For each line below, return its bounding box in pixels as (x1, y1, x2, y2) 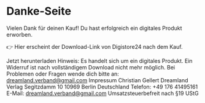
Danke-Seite (6, 4, 72, 18)
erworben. (6, 30, 33, 38)
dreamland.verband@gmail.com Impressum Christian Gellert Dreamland (6, 76, 188, 83)
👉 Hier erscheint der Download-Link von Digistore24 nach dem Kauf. (6, 43, 183, 50)
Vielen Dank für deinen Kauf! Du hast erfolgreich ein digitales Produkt (6, 24, 182, 32)
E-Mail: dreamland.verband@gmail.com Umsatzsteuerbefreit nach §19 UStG (6, 90, 199, 97)
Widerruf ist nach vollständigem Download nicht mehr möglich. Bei (6, 63, 176, 71)
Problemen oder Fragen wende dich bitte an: (6, 70, 120, 77)
